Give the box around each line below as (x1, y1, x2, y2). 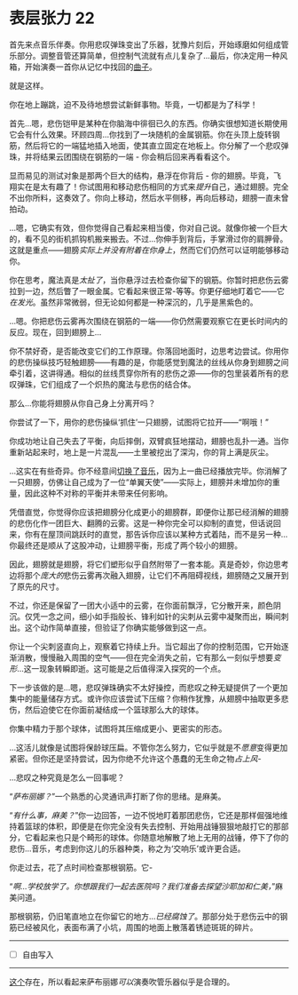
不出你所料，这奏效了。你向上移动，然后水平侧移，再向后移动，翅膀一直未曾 (9, 192, 289, 203)
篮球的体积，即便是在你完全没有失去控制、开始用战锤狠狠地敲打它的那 (24, 821, 281, 832)
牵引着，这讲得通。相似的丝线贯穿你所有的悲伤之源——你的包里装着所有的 (9, 368, 281, 378)
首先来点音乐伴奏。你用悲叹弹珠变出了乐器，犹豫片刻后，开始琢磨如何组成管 (9, 39, 289, 50)
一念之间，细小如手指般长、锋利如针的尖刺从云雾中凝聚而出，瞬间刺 (39, 610, 289, 622)
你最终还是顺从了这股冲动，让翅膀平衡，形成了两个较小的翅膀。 (9, 539, 242, 551)
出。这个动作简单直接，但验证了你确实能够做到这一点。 (9, 622, 211, 633)
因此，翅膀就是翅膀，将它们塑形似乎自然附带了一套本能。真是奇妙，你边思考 (9, 559, 289, 569)
